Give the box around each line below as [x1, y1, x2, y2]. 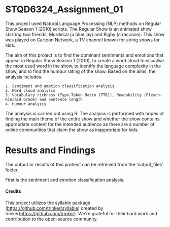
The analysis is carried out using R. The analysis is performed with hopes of [5, 110, 164, 116]
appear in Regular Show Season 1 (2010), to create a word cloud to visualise [5, 57, 164, 63]
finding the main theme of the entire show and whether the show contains [5, 116, 160, 122]
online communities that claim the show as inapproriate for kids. [5, 127, 139, 133]
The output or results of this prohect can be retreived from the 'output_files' [5, 161, 163, 167]
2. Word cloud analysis [5, 88, 56, 93]
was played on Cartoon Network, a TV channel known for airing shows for [5, 37, 160, 43]
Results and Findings [5, 144, 95, 156]
